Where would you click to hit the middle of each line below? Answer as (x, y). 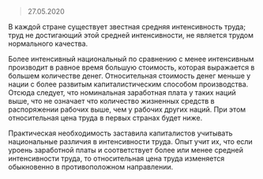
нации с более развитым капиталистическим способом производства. (128, 84)
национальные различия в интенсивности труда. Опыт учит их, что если (130, 141)
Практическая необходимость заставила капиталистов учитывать (120, 133)
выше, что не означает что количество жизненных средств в (111, 101)
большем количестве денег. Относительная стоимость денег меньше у (130, 76)
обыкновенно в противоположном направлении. (91, 167)
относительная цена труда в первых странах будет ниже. (105, 118)
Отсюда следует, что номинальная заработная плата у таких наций (122, 93)
